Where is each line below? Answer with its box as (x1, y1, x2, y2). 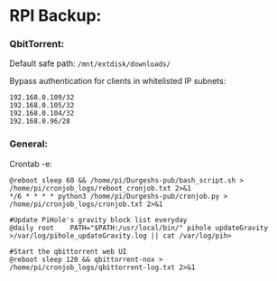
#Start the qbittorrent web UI (9, 247, 127, 256)
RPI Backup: (9, 5, 102, 26)
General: (9, 137, 48, 150)
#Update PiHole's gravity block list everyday (9, 215, 188, 224)
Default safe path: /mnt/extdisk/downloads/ (9, 58, 171, 69)
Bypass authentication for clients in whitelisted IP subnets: (9, 76, 226, 87)
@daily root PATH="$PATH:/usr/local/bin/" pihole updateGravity (9, 223, 269, 232)
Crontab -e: (9, 158, 52, 169)
